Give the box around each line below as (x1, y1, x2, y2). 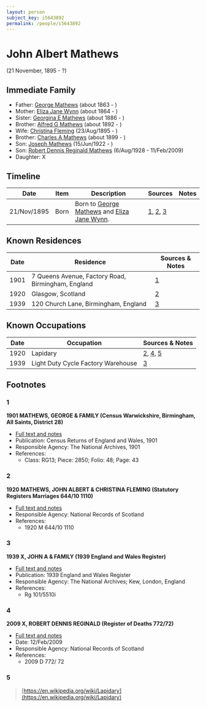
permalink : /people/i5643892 (6, 20, 81, 26)
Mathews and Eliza (75, 207, 129, 215)
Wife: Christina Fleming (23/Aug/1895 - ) (15, 127, 118, 135)
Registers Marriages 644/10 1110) (6, 492, 94, 500)
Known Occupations (6, 320, 86, 331)
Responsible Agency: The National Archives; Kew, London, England (15, 578, 186, 585)
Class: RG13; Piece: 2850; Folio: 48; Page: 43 (24, 456, 139, 464)
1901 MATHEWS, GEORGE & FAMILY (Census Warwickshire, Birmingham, (6, 412, 196, 419)
